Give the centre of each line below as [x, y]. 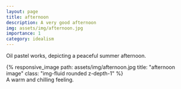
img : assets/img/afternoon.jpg [45, 28]
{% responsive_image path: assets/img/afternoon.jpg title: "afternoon [91, 67]
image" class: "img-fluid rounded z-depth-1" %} [65, 73]
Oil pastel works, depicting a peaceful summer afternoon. [76, 56]
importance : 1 [24, 34]
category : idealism [30, 39]
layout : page [22, 11]
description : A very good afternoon [51, 22]
